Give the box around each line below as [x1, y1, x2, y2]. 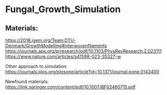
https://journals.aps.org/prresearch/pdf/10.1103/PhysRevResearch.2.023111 [5, 48, 162, 54]
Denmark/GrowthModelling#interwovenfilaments [5, 43, 107, 49]
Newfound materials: [5, 79, 49, 84]
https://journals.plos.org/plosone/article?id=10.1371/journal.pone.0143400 [5, 69, 159, 75]
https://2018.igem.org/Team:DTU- [5, 37, 76, 43]
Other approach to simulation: [5, 64, 68, 69]
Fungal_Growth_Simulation [5, 4, 121, 15]
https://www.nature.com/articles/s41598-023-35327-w [5, 53, 121, 59]
